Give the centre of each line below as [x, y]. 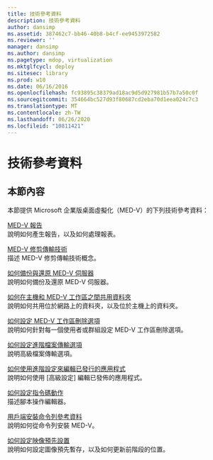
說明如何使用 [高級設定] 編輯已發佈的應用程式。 [77, 377]
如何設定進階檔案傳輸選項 [45, 344]
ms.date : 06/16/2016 [38, 86]
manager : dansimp [33, 47]
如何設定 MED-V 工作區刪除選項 [54, 320]
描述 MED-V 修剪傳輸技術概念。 [54, 258]
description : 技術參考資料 [44, 21]
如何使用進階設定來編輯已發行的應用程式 [66, 369]
